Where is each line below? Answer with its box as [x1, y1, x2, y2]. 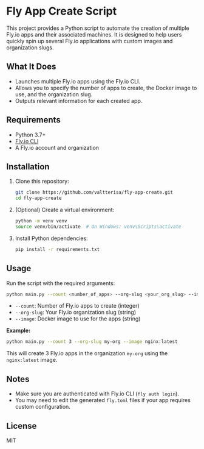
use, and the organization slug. [15, 90, 93, 98]
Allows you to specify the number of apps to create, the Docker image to [15, 84, 197, 91]
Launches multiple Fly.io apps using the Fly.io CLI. [15, 77, 141, 85]
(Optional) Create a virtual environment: [15, 206, 115, 214]
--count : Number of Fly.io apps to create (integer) [15, 302, 140, 309]
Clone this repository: [15, 178, 69, 185]
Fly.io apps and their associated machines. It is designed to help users [6, 30, 182, 38]
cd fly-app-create [15, 195, 62, 202]
